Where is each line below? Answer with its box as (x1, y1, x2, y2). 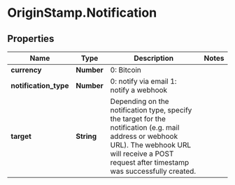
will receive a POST (110, 149, 174, 158)
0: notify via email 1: (110, 77, 177, 86)
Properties (7, 33, 55, 45)
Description (134, 54, 173, 63)
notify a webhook (110, 85, 168, 95)
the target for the (110, 114, 166, 124)
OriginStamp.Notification (7, 5, 157, 21)
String (76, 131, 97, 141)
